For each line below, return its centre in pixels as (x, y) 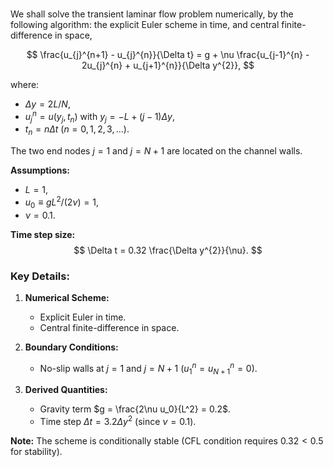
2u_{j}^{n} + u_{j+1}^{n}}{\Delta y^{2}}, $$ (168, 65)
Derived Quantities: (66, 390)
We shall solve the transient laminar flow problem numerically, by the (152, 14)
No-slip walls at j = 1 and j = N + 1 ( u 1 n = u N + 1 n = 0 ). (148, 368)
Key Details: (40, 276)
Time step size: (43, 234)
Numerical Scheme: (67, 297)
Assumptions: (40, 170)
